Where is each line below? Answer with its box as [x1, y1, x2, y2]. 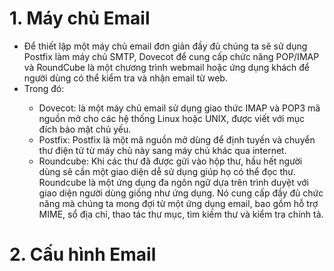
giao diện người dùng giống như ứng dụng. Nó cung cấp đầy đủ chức [38, 187, 324, 199]
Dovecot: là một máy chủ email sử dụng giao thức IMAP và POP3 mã [38, 102, 321, 114]
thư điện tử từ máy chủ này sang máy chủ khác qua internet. [38, 144, 287, 156]
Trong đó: [23, 82, 65, 94]
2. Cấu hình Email [9, 243, 157, 266]
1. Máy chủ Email [9, 7, 151, 30]
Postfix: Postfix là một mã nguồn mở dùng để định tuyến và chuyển [38, 133, 316, 146]
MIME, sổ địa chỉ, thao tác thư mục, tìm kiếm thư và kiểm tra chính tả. [38, 208, 324, 220]
